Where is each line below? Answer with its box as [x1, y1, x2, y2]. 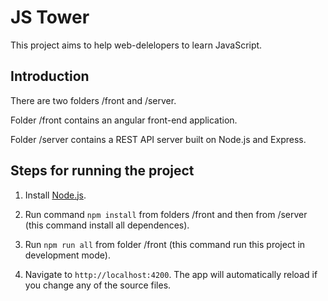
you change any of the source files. [24, 279, 172, 291]
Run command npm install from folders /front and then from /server [24, 208, 308, 220]
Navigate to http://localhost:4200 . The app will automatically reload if [24, 268, 318, 280]
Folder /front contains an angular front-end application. [10, 114, 238, 126]
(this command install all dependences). [24, 219, 190, 231]
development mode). [24, 249, 111, 261]
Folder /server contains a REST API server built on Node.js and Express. [10, 133, 307, 145]
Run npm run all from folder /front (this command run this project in [24, 238, 306, 250]
